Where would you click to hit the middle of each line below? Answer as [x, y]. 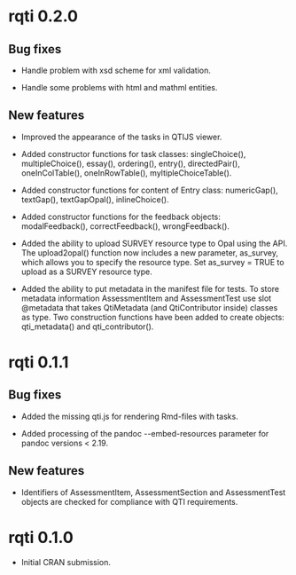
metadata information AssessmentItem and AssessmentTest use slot [146, 298]
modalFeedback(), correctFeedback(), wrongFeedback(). [125, 226]
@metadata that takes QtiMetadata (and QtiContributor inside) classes [149, 307]
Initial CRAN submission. [66, 562]
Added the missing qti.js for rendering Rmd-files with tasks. [129, 416]
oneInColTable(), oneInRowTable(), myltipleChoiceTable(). [126, 173]
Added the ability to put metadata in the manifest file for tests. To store [150, 288]
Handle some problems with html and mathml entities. [119, 87]
